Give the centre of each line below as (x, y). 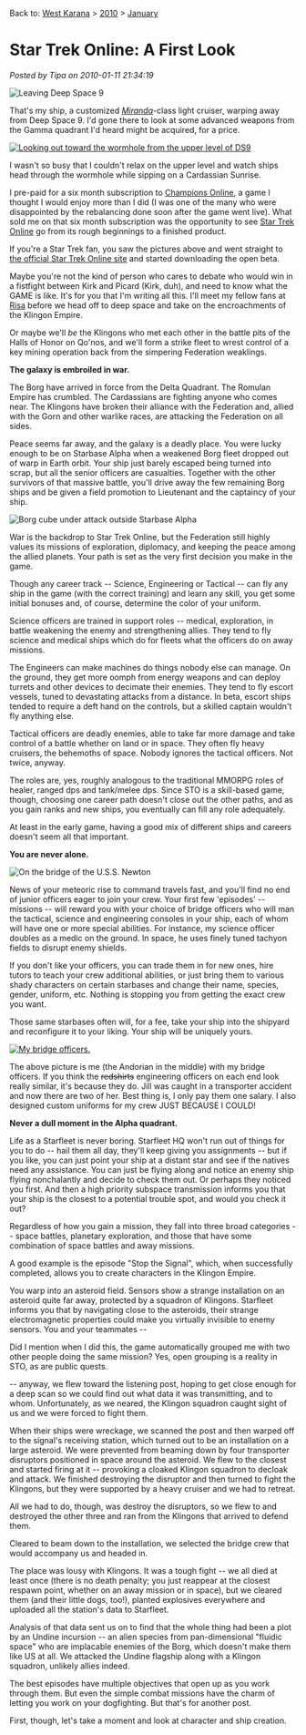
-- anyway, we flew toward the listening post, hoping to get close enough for (153, 1383)
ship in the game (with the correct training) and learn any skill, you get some (153, 593)
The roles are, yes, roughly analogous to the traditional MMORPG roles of (147, 780)
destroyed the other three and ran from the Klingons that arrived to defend (149, 1515)
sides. (20, 426)
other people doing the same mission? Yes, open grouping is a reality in (143, 1356)
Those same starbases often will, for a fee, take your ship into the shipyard (149, 1021)
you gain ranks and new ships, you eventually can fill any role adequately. (148, 809)
